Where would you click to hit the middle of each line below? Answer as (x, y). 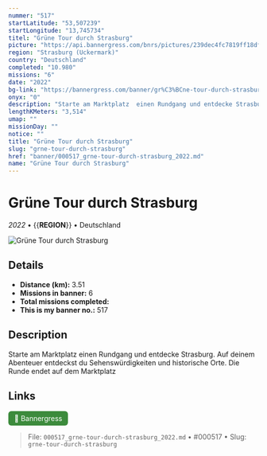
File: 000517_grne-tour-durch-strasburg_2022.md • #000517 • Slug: (137, 437)
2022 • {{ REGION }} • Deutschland (65, 225)
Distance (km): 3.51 (52, 284)
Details (26, 265)
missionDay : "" (33, 127)
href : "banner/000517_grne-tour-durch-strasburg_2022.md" (106, 156)
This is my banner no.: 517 (64, 310)
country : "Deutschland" (48, 60)
